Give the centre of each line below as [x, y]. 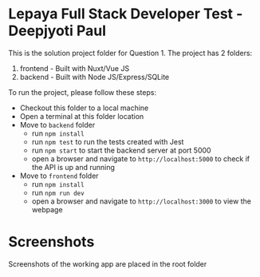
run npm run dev [58, 192]
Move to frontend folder [59, 176]
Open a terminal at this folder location [82, 116]
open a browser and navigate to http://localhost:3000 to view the [141, 201]
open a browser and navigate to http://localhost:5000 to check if [140, 158]
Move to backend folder [57, 125]
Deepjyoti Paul [57, 31]
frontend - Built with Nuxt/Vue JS [75, 68]
